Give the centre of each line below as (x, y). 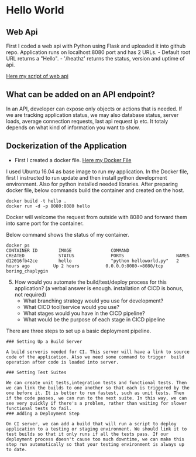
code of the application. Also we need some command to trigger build (95, 357)
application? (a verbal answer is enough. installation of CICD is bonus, (99, 288)
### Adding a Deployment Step (43, 414)
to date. (17, 449)
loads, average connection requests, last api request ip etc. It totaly (87, 121)
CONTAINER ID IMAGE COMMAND (68, 250)
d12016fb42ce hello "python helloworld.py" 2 (93, 261)
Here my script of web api (37, 76)
